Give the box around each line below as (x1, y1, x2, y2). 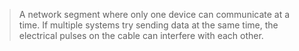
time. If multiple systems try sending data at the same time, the (18, 19, 279, 31)
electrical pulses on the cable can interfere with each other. (18, 30, 264, 41)
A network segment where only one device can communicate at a (18, 9, 291, 20)
